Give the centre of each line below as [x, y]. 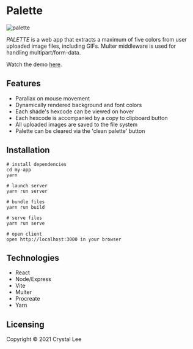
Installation [28, 150]
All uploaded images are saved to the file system [76, 124]
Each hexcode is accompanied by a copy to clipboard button [91, 118]
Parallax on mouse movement [53, 98]
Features [24, 84]
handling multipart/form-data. [44, 52]
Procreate [27, 299]
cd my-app [19, 170]
